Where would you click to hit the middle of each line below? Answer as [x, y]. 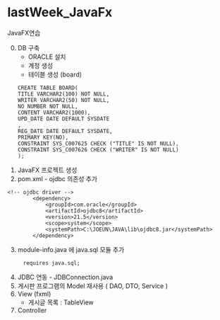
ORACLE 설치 [47, 57]
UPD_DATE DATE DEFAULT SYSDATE [63, 119]
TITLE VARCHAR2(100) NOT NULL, [63, 94]
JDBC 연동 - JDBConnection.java [65, 277]
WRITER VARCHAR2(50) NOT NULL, [63, 100]
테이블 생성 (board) [55, 74]
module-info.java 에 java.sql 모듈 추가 [71, 249]
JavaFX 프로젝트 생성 [47, 170]
